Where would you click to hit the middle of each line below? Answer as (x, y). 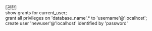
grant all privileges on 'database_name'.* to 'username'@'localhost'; (76, 18)
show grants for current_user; (36, 13)
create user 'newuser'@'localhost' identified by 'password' (67, 23)
